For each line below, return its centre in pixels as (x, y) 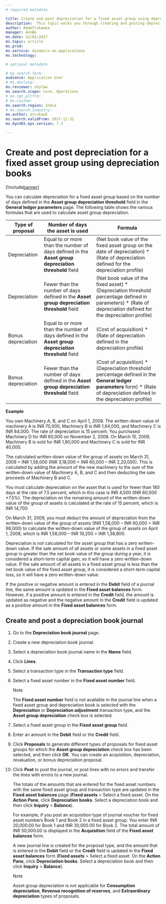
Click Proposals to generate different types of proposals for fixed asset (85, 744)
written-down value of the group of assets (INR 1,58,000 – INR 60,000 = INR (83, 523)
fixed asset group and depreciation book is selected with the (74, 705)
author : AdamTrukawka (28, 28)
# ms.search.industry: (29, 110)
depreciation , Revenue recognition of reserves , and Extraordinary (82, 891)
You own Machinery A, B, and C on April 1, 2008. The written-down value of (83, 421)
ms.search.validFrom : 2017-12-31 (40, 119)
